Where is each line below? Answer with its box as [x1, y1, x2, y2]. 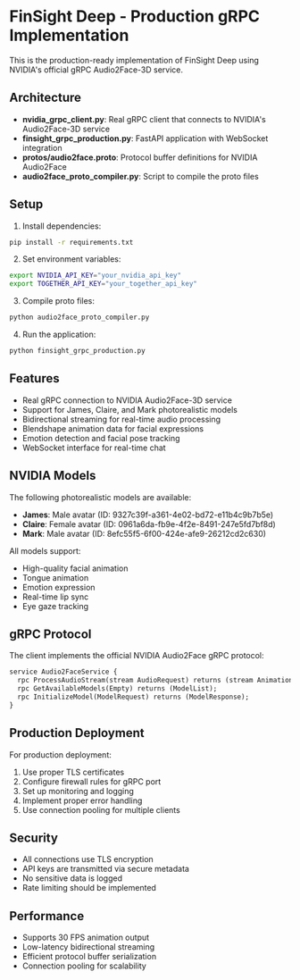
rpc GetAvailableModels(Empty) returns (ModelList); [17, 684, 218, 693]
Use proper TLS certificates [21, 766, 125, 777]
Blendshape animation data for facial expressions [21, 423, 204, 434]
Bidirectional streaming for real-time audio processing [21, 414, 221, 424]
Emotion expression [21, 582, 96, 592]
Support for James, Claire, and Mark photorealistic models [21, 404, 238, 415]
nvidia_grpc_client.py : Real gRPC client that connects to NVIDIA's [21, 113, 266, 124]
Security [9, 830, 58, 845]
